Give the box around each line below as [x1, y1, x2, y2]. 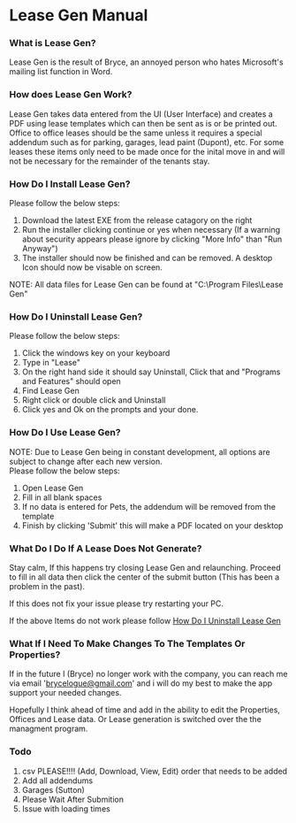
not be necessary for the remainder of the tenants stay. [9, 156, 210, 166]
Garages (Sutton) [21, 784, 86, 795]
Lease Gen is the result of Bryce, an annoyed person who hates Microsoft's [9, 57, 285, 67]
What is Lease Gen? [9, 37, 96, 50]
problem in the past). [9, 581, 86, 591]
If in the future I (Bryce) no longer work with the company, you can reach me [9, 669, 288, 680]
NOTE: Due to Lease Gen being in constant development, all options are [9, 446, 271, 457]
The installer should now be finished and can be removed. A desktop [21, 253, 273, 264]
